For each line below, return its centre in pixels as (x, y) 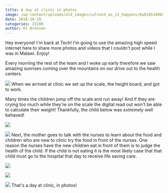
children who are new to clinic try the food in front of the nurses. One (76, 140)
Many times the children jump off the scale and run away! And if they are (80, 99)
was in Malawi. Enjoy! (27, 54)
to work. (14, 89)
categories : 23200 (24, 24)
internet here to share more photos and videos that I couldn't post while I (80, 48)
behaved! (15, 115)
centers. (14, 74)
